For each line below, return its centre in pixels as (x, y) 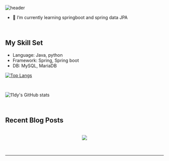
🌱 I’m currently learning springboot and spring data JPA (70, 17)
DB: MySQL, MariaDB (34, 66)
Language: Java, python (37, 55)
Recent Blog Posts (34, 120)
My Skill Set (24, 43)
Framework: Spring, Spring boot (46, 60)
